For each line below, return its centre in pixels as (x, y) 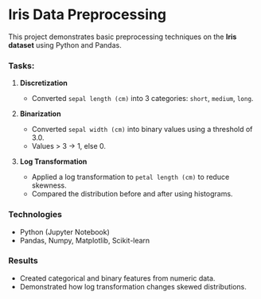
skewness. (49, 185)
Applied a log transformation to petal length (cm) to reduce (130, 177)
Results (23, 261)
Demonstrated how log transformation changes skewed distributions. (133, 286)
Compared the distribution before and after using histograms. (132, 194)
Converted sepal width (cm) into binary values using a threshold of (142, 130)
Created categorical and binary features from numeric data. (117, 278)
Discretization (43, 83)
